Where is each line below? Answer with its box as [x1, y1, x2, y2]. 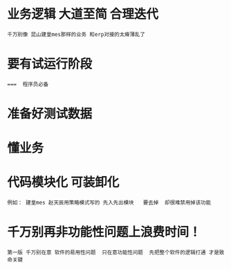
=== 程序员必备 [7, 80, 49, 87]
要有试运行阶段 [7, 56, 93, 72]
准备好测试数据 [7, 106, 93, 122]
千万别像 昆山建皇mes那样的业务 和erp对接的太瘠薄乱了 [7, 31, 145, 38]
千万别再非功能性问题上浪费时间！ [7, 225, 202, 240]
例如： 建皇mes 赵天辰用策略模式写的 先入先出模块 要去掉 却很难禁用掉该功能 [7, 199, 212, 207]
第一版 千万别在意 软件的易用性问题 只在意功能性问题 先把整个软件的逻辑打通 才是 [7, 249, 220, 257]
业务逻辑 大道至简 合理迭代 [7, 6, 159, 22]
